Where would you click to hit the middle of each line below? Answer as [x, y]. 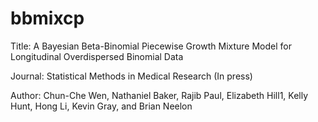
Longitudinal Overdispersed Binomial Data [97, 56]
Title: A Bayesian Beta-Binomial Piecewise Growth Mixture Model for [151, 46]
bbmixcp [47, 18]
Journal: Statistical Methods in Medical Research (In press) [131, 76]
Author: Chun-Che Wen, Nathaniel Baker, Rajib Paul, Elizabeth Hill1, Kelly [159, 95]
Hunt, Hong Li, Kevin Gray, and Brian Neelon [101, 106]
